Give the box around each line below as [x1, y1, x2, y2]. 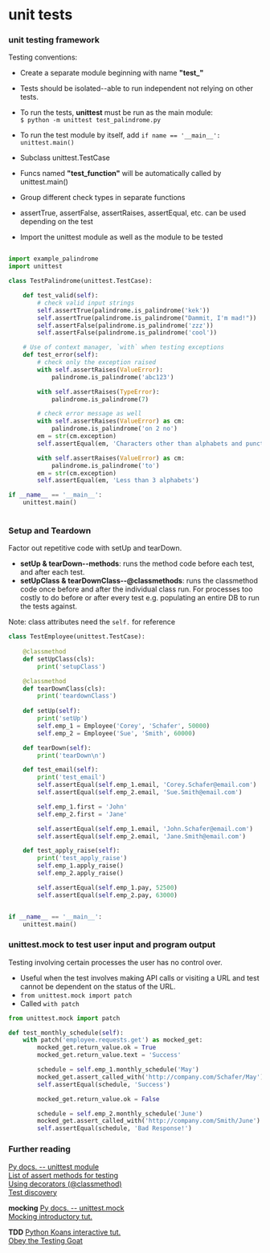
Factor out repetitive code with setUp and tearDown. [8, 543, 182, 553]
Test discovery [8, 1187, 58, 1197]
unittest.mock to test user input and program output [8, 939, 215, 950]
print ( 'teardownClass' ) [37, 692, 117, 700]
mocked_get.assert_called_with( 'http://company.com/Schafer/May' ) [37, 1073, 264, 1081]
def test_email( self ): [22, 766, 99, 774]
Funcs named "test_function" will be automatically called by [19, 169, 222, 178]
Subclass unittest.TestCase [19, 153, 110, 162]
